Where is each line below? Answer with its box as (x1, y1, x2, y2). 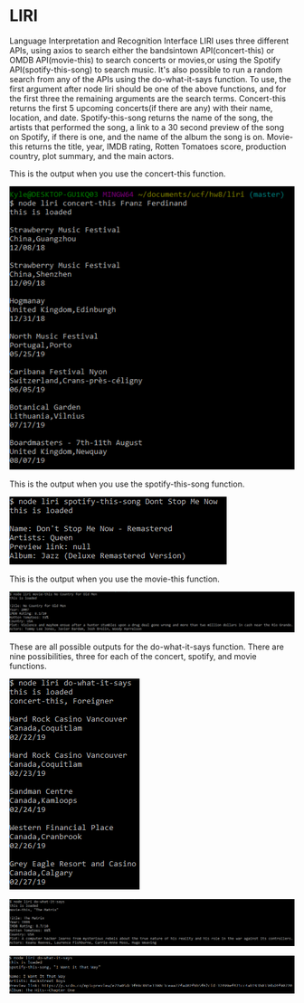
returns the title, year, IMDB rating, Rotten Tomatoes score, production (24, 141, 287, 152)
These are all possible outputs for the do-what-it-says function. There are (9, 641, 285, 652)
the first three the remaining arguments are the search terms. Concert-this (9, 92, 287, 104)
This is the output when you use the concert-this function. (9, 168, 226, 179)
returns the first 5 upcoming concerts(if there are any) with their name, (9, 102, 273, 113)
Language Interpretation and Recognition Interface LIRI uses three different (9, 35, 290, 46)
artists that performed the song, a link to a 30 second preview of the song (9, 121, 285, 132)
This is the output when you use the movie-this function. (9, 573, 220, 584)
